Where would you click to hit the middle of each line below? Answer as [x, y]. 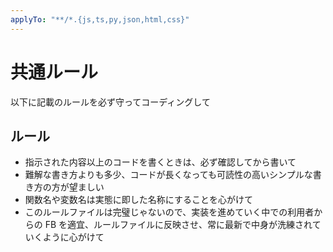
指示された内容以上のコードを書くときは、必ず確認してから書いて [160, 162]
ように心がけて [73, 237]
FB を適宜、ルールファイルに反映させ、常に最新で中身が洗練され [178, 225]
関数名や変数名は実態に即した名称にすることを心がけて [138, 200]
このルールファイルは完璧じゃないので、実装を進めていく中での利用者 [169, 212]
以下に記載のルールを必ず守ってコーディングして [110, 102]
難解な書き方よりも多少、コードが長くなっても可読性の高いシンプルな [168, 175]
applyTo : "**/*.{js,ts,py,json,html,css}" [100, 19]
